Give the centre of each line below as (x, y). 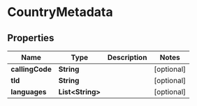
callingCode (31, 69)
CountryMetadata (60, 12)
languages (29, 92)
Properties (31, 38)
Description (127, 58)
